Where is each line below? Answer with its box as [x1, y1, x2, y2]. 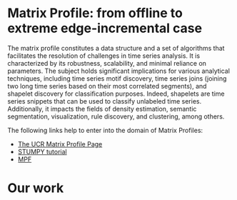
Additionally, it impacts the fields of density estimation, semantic [7, 104, 197, 113]
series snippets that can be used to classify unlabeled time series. [7, 96, 202, 105]
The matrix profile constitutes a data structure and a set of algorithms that [7, 44, 225, 52]
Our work [7, 180, 64, 196]
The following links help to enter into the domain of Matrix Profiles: [7, 126, 203, 134]
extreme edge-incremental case [7, 20, 202, 36]
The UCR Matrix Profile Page [17, 139, 103, 148]
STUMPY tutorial [17, 147, 67, 156]
